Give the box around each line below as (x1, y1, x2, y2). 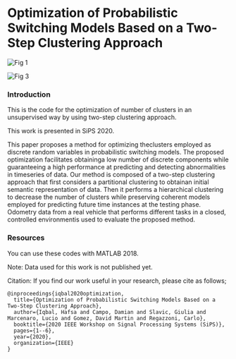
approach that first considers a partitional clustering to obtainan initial (7, 178, 209, 186)
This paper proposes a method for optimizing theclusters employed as (7, 140, 211, 149)
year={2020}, (13, 333, 52, 340)
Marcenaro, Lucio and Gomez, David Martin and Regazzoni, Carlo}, (7, 315, 206, 322)
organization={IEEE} (13, 339, 74, 346)
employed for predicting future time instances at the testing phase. (7, 200, 201, 209)
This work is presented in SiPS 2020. (7, 127, 115, 135)
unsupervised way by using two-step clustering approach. (7, 113, 177, 121)
